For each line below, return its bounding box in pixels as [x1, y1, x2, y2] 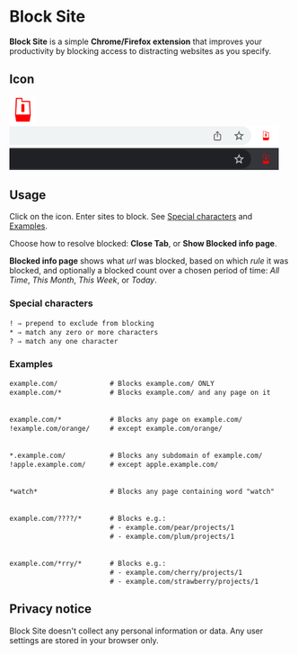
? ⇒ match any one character [9, 336, 118, 345]
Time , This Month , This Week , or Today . [9, 274, 157, 285]
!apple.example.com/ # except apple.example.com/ [9, 460, 219, 469]
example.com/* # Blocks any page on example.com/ [9, 415, 243, 424]
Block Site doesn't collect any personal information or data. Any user [9, 625, 263, 636]
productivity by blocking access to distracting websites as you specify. [9, 45, 272, 56]
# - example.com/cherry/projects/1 [109, 568, 243, 577]
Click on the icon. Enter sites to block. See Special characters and [9, 211, 253, 222]
